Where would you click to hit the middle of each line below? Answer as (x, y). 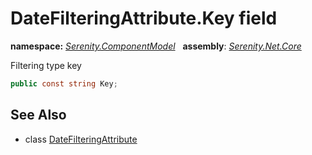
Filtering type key (46, 65)
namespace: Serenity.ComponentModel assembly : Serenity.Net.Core (156, 46)
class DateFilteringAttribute (81, 139)
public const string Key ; (64, 83)
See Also (38, 115)
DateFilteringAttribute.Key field (144, 18)
